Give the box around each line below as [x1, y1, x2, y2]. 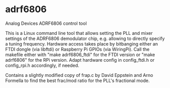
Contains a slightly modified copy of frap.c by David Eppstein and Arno [5, 72, 153, 78]
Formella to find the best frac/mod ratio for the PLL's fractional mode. [5, 77, 150, 83]
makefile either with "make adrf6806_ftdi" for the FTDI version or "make [5, 52, 155, 58]
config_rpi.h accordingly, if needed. [5, 62, 79, 68]
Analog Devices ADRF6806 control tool [5, 20, 87, 26]
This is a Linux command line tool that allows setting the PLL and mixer [5, 30, 153, 36]
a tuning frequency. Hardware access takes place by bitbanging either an [5, 40, 158, 47]
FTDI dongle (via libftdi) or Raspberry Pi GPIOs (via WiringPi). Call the [5, 46, 150, 52]
